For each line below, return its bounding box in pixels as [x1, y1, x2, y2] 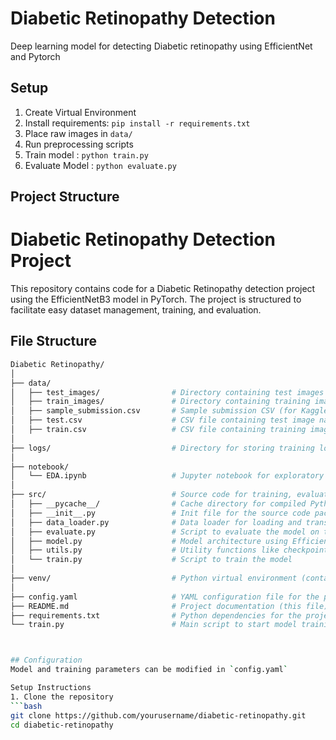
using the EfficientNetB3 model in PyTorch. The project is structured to [10, 293, 302, 306]
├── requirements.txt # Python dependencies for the [10, 610, 302, 621]
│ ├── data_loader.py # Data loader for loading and [10, 517, 302, 527]
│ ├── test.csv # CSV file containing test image [10, 415, 315, 426]
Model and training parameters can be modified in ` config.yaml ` [10, 665, 288, 675]
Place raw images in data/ [24, 127, 133, 139]
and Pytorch [10, 50, 61, 62]
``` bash [10, 701, 43, 711]
